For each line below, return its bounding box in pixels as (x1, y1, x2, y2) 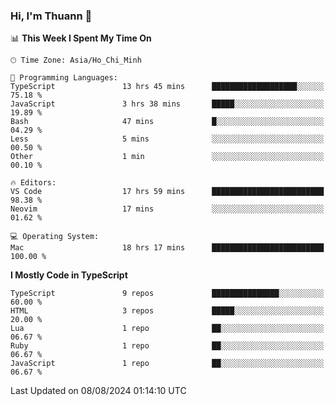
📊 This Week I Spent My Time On (10, 32, 152, 44)
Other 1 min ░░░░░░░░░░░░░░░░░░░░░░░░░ (10, 152, 325, 162)
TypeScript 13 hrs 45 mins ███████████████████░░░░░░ (10, 82, 325, 92)
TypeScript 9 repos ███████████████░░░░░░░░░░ (10, 289, 325, 299)
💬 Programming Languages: (10, 73, 118, 83)
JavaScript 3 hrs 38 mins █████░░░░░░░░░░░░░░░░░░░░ (10, 99, 325, 109)
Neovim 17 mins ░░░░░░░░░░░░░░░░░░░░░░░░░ (10, 204, 325, 214)
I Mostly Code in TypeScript (10, 269, 128, 281)
